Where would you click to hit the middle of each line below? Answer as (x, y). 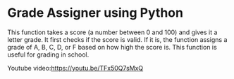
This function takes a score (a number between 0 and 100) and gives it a (112, 32)
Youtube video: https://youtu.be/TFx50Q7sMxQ (75, 68)
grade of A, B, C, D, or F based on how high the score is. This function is (112, 47)
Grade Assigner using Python (95, 13)
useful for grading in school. (48, 55)
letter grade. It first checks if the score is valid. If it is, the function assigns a (117, 39)
